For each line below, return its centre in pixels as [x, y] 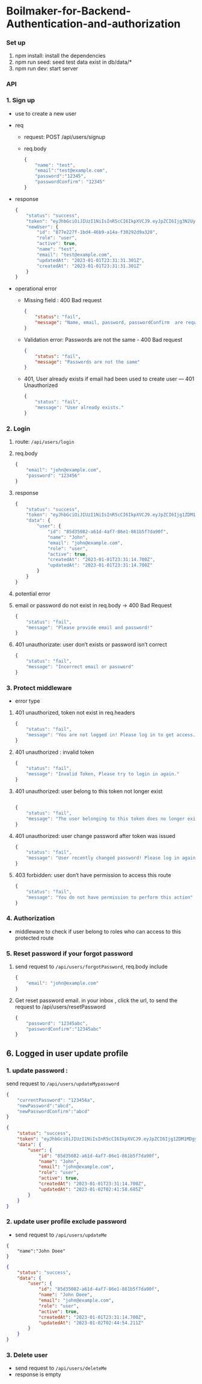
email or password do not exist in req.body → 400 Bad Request [93, 605]
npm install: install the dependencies [60, 56]
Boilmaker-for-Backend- [69, 11]
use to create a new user [46, 113]
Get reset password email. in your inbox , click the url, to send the [96, 1000]
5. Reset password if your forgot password [70, 954]
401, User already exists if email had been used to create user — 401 [109, 379]
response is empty [38, 1374]
